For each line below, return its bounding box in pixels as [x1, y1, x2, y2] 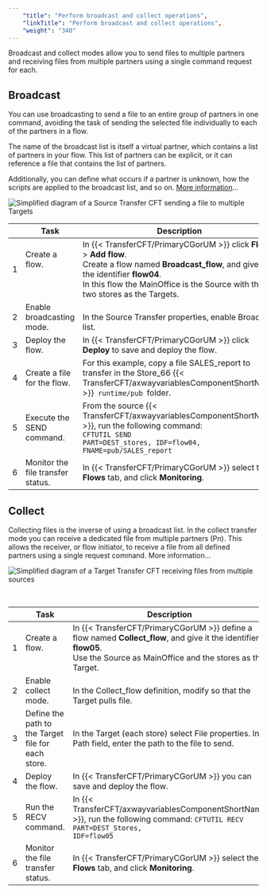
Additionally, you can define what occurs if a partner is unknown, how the [8, 174, 250, 184]
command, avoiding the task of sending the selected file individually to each [8, 118, 257, 127]
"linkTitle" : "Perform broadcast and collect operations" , [22, 19, 222, 27]
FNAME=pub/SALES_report [82, 446, 172, 455]
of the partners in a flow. [8, 127, 89, 136]
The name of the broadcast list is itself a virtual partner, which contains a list [8, 142, 258, 151]
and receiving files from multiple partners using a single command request [8, 57, 253, 66]
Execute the [25, 412, 70, 423]
